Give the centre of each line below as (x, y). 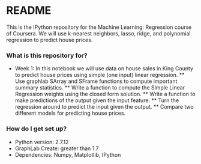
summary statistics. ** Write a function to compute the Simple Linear (100, 88)
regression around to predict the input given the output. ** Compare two (104, 107)
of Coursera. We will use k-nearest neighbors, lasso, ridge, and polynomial (98, 33)
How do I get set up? (37, 129)
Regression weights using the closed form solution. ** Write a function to (105, 94)
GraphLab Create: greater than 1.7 (57, 148)
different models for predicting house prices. (70, 113)
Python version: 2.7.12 (42, 142)
